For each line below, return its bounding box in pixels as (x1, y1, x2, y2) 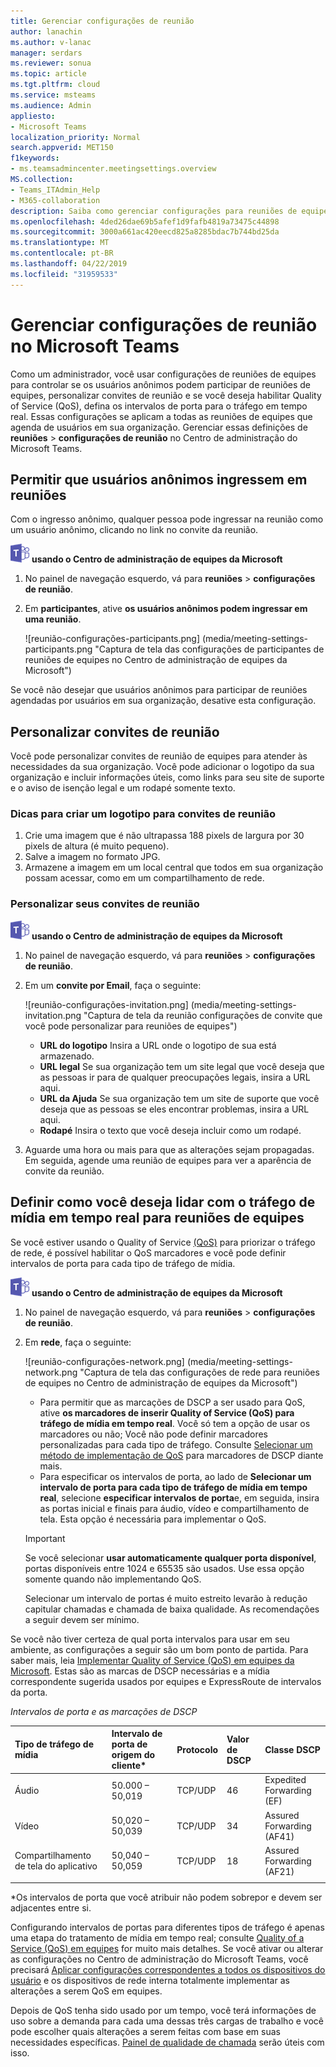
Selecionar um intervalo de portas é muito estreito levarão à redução (24, 1592, 308, 1604)
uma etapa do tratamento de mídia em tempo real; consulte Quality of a (10, 1931, 305, 1944)
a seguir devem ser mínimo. (24, 1613, 140, 1625)
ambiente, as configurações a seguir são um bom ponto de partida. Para (10, 1643, 309, 1655)
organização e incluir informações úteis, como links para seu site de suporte (10, 771, 325, 784)
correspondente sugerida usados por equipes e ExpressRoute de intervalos (10, 1675, 322, 1687)
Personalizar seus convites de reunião (10, 897, 200, 911)
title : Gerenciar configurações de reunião (10, 16, 195, 26)
